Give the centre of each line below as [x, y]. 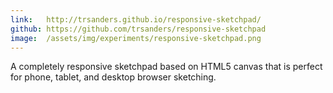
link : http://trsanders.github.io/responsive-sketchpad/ [136, 19]
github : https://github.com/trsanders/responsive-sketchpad [138, 29]
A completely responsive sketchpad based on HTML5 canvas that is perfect [166, 67]
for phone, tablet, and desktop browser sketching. [113, 77]
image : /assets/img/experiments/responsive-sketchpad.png [136, 38]
